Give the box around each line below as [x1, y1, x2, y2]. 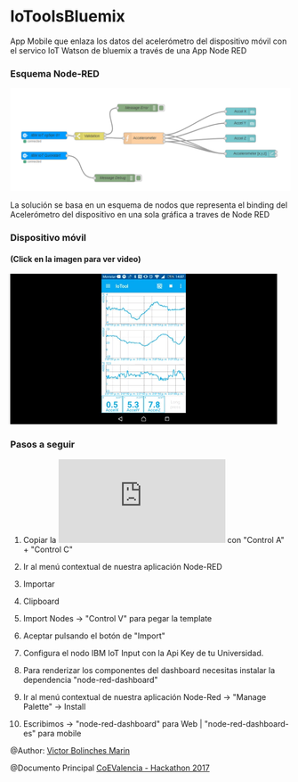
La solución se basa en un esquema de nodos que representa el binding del [10, 200, 288, 210]
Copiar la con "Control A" [22, 534, 286, 545]
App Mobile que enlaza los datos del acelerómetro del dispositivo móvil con [10, 36, 287, 46]
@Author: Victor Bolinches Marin [10, 745, 130, 755]
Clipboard [22, 596, 60, 606]
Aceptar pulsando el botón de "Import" [22, 630, 165, 641]
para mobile [37, 728, 82, 738]
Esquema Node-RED [10, 67, 101, 79]
